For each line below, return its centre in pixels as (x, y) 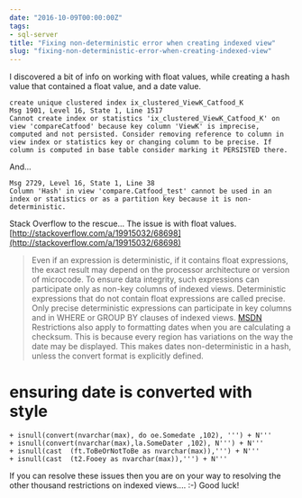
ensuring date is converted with (131, 392)
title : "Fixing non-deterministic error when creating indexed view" (143, 43)
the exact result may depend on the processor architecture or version (160, 270)
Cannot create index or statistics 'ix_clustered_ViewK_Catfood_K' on (145, 119)
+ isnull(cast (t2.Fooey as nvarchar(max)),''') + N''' (119, 459)
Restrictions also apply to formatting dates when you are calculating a (161, 327)
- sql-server (34, 34)
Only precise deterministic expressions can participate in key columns (161, 308)
